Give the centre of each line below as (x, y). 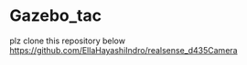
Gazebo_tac (56, 16)
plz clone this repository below (68, 41)
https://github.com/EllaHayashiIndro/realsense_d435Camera (123, 50)
